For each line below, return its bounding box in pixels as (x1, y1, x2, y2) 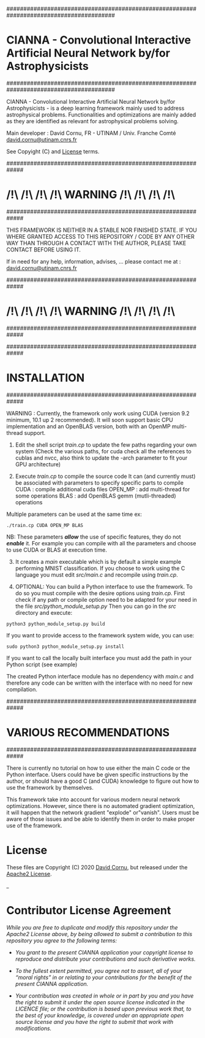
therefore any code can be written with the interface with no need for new (6, 679, 193, 686)
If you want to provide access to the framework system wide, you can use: (6, 631, 195, 639)
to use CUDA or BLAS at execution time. (6, 546, 107, 553)
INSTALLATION (6, 371, 84, 385)
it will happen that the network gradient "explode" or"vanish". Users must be (6, 809, 199, 816)
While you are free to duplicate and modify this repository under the (6, 923, 179, 931)
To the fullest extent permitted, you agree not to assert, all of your (15, 967, 182, 974)
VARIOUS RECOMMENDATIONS (6, 725, 170, 739)
